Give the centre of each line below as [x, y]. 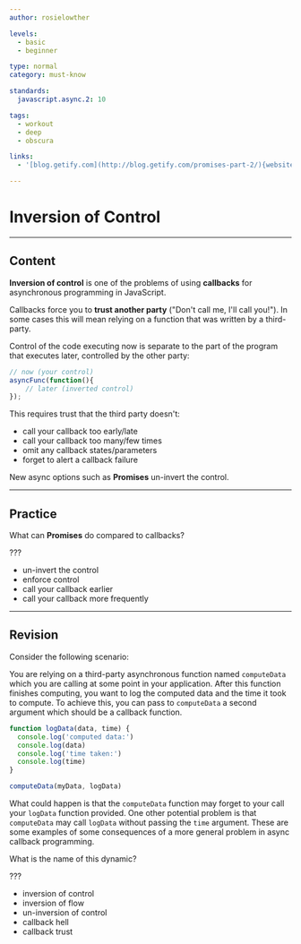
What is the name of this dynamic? [73, 859]
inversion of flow [53, 903]
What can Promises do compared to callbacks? [97, 536]
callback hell [45, 922]
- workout [35, 124]
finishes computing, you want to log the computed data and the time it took [148, 693]
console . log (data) [52, 745]
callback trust [47, 931]
